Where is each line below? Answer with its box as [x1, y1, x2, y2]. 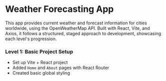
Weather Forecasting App [5, 3, 114, 15]
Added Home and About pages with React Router [12, 65, 110, 71]
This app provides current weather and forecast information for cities [5, 20, 147, 26]
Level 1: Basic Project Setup [5, 48, 73, 55]
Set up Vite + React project [12, 60, 68, 66]
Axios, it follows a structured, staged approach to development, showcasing [5, 30, 162, 36]
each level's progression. [5, 36, 57, 42]
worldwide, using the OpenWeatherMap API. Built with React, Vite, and [5, 25, 150, 31]
